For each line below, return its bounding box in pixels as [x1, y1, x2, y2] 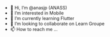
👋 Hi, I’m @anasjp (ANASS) [10, 5, 68, 10]
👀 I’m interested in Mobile [10, 10, 64, 16]
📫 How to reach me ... [10, 26, 58, 32]
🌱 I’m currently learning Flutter [10, 15, 75, 21]
